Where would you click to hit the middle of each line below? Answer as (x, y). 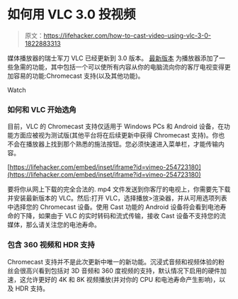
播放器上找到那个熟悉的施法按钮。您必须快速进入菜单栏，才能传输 (122, 144)
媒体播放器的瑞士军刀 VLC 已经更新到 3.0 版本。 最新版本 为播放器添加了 (113, 58)
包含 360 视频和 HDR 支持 (51, 245)
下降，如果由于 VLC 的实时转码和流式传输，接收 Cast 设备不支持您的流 (123, 216)
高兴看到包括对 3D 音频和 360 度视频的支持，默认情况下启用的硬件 (123, 271)
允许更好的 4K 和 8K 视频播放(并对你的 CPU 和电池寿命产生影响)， (123, 279)
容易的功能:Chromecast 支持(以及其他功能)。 (79, 76)
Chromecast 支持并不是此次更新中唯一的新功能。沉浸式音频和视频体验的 (113, 261)
